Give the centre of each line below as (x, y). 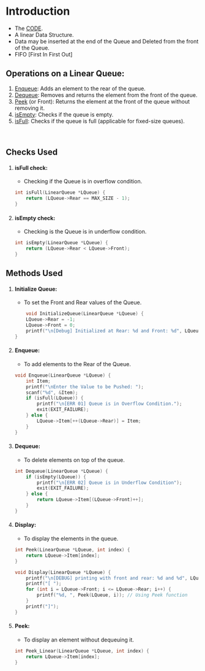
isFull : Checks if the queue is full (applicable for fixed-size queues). (99, 121)
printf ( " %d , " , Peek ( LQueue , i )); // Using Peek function (112, 595)
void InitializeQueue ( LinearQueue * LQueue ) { (85, 314)
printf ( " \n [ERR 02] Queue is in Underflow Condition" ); (110, 483)
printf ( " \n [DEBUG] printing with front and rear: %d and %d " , (107, 578)
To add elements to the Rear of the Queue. (77, 364)
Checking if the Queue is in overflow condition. (83, 182)
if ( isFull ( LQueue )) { (55, 398)
